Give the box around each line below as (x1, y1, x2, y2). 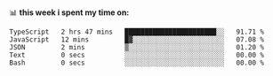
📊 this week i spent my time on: (9, 7, 130, 18)
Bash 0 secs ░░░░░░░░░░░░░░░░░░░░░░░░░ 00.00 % (9, 58, 265, 67)
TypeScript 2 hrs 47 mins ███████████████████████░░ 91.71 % (9, 27, 265, 36)
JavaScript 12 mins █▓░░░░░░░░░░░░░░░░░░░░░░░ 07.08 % (9, 35, 265, 44)
